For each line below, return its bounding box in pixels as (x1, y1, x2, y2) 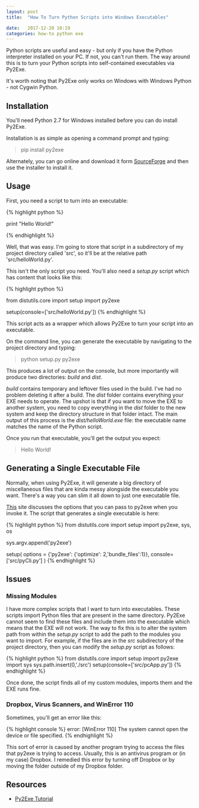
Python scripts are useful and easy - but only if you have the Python (6, 47, 173, 54)
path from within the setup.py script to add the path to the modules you (6, 631, 181, 638)
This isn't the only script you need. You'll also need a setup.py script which (6, 267, 189, 274)
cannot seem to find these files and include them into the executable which (6, 618, 190, 625)
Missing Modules (6, 592, 57, 600)
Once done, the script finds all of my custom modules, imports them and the (6, 679, 193, 687)
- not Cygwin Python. (6, 84, 58, 91)
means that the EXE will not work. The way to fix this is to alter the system (6, 625, 187, 632)
